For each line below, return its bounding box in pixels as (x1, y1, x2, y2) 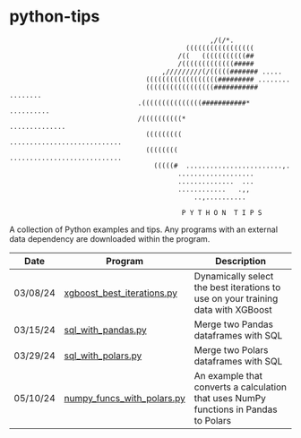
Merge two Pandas (193, 318, 273, 331)
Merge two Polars (193, 343, 269, 356)
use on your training (193, 292, 279, 305)
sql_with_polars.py (64, 349, 142, 362)
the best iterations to (193, 280, 281, 293)
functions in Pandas (193, 403, 278, 416)
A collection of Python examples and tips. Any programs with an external (9, 224, 279, 235)
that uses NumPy (193, 391, 266, 404)
